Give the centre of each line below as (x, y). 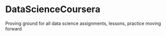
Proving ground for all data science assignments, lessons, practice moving (83, 23)
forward (13, 28)
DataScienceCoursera (53, 9)
